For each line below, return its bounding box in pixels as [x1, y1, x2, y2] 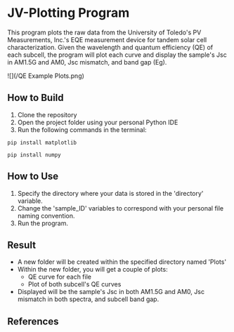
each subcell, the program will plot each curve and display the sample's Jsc [7, 51, 227, 59]
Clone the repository [17, 110, 77, 119]
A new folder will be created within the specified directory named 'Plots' [17, 258, 227, 266]
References [7, 315, 59, 327]
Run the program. [17, 219, 69, 227]
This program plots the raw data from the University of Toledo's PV [7, 28, 202, 36]
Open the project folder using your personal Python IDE [17, 118, 178, 126]
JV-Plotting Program [7, 5, 130, 21]
